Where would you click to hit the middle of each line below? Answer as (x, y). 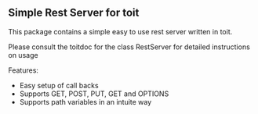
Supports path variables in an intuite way (85, 102)
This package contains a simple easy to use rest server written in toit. (120, 31)
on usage (23, 55)
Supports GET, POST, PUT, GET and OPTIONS (94, 94)
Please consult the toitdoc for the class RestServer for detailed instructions (129, 47)
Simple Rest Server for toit (74, 13)
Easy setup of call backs (59, 85)
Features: (24, 70)
